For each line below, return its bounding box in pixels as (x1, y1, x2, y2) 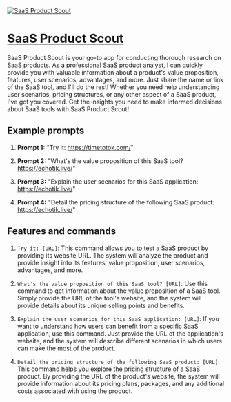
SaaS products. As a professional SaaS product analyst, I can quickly (7, 61, 203, 69)
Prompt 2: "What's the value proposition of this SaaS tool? (17, 156, 184, 165)
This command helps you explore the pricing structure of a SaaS (17, 365, 201, 373)
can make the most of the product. (17, 344, 116, 352)
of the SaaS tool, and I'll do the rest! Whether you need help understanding (7, 83, 220, 91)
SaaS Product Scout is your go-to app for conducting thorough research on (7, 53, 221, 61)
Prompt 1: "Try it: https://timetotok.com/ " (17, 143, 134, 151)
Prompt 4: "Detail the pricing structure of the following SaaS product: (17, 198, 215, 207)
